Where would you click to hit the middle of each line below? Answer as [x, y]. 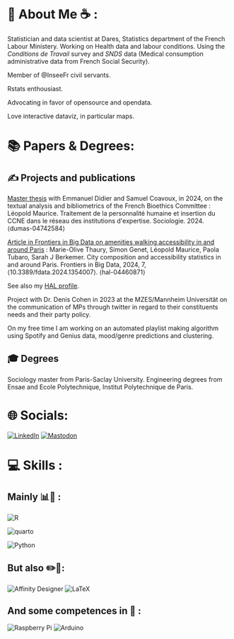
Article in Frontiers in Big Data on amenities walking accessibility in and [111, 242]
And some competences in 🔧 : [74, 610]
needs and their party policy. [49, 314]
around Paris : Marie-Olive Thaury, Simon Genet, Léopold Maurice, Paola [113, 250]
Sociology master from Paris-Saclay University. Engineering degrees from [115, 379]
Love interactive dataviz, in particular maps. [71, 116]
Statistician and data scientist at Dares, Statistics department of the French [116, 39]
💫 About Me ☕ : [53, 14]
